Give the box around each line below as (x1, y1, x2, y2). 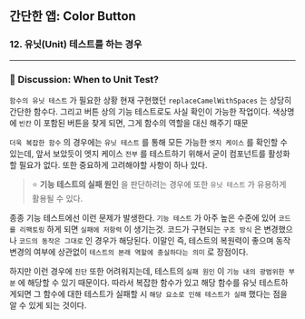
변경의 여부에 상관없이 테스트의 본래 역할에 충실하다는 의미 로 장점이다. (9, 246, 249, 257)
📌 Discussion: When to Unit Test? (9, 73, 159, 85)
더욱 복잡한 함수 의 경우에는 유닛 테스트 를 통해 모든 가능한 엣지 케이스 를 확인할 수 (9, 136, 288, 147)
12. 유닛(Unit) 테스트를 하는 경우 (9, 38, 143, 51)
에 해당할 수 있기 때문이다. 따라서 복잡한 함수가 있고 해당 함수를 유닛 (17, 276, 257, 288)
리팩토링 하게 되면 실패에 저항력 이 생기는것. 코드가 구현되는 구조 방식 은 (19, 224, 262, 234)
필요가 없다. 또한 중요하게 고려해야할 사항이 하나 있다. (18, 159, 208, 170)
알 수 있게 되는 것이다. (9, 299, 87, 311)
